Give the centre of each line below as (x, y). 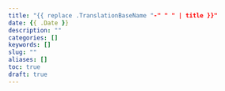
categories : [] (33, 38)
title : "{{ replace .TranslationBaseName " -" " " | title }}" (113, 15)
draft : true (28, 74)
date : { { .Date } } (38, 23)
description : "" (35, 30)
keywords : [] (30, 45)
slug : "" (23, 52)
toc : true (25, 67)
